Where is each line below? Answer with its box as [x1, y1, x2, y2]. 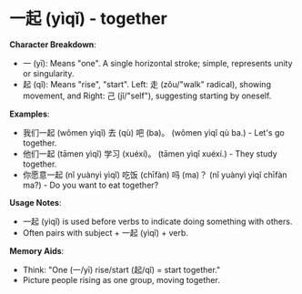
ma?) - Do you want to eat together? [22, 179, 159, 190]
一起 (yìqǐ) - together [9, 8, 168, 29]
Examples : [9, 108, 50, 119]
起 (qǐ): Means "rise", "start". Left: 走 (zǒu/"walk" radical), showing [22, 78, 271, 89]
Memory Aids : [9, 245, 65, 256]
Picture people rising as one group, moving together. [22, 274, 220, 285]
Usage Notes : [9, 197, 62, 208]
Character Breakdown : [9, 38, 97, 50]
